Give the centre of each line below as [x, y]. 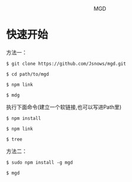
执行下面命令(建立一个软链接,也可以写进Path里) [64, 107]
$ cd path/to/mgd [28, 74]
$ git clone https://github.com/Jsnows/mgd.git [66, 63]
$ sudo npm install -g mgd [40, 162]
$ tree [14, 139]
